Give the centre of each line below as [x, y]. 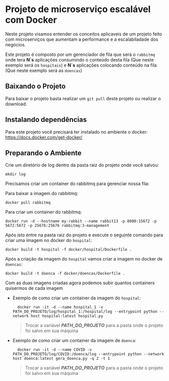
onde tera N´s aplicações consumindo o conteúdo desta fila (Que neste [79, 59]
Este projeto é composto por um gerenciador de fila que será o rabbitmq [80, 54]
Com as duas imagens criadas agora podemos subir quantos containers [80, 283]
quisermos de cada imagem [34, 288]
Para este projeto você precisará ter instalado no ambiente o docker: [76, 132]
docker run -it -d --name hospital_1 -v [60, 307]
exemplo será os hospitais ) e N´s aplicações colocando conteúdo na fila [81, 65]
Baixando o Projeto [36, 86]
